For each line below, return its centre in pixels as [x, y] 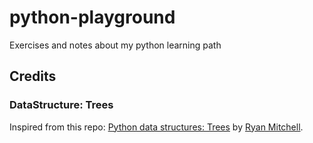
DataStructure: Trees [61, 105]
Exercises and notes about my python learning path [115, 45]
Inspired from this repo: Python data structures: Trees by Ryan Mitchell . [156, 127]
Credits [33, 76]
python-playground [92, 17]
